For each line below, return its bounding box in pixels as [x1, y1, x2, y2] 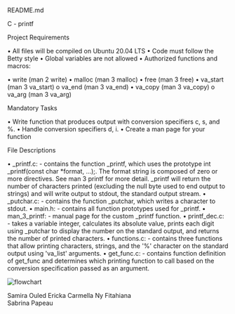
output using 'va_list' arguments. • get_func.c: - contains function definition [7, 249, 227, 257]
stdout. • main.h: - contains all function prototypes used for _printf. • [7, 204, 206, 213]
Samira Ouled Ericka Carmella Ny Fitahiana [7, 292, 132, 299]
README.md [7, 6, 44, 14]
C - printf [7, 20, 34, 27]
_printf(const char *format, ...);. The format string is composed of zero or [7, 167, 218, 175]
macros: [7, 62, 31, 70]
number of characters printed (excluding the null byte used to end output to [7, 182, 226, 190]
